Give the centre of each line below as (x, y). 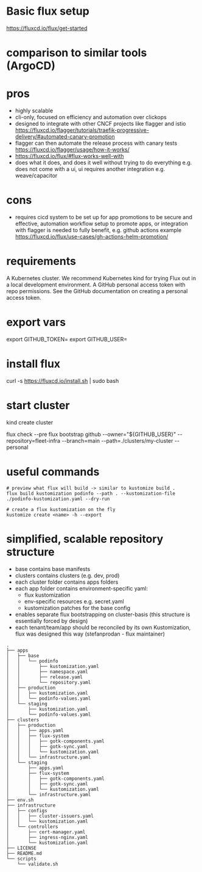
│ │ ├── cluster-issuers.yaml (50, 816)
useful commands (53, 472)
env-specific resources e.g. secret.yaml (74, 601)
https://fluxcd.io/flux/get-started (47, 28)
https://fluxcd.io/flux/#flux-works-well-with (69, 156)
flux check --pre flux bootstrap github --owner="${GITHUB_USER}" (91, 434)
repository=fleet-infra (33, 440)
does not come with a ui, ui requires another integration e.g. (90, 169)
